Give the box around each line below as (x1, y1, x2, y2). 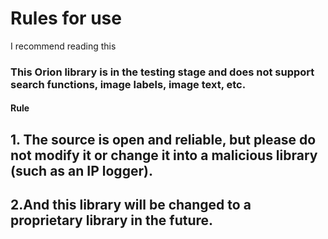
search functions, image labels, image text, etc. (10, 77, 247, 91)
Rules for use (10, 7, 122, 30)
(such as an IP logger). (10, 162, 153, 179)
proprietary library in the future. (10, 212, 214, 229)
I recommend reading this (10, 40, 117, 52)
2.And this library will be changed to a (10, 197, 252, 214)
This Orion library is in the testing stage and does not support (10, 65, 315, 79)
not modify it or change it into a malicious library (10, 147, 318, 164)
